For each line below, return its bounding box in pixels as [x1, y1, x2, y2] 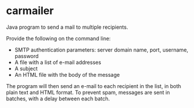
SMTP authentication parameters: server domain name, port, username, [14, 46, 189, 53]
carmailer [6, 4, 54, 18]
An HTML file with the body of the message [14, 71, 120, 78]
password [14, 52, 39, 59]
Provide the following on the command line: [6, 35, 111, 42]
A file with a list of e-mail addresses [14, 59, 101, 66]
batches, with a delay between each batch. [6, 95, 110, 102]
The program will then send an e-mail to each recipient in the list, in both [6, 82, 182, 89]
